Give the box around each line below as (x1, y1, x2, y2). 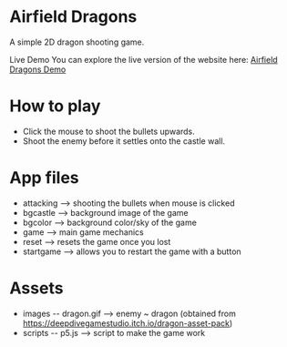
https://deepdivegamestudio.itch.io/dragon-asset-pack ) (22, 317, 233, 329)
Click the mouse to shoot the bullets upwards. (22, 126, 196, 137)
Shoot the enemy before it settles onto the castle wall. (22, 135, 226, 147)
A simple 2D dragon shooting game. (9, 36, 145, 47)
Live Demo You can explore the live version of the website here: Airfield (9, 54, 278, 65)
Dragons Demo (9, 64, 67, 75)
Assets (9, 278, 64, 298)
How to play (9, 96, 101, 117)
